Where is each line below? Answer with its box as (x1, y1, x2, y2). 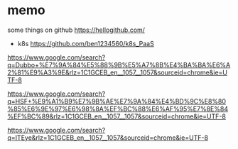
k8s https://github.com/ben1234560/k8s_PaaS (17, 39, 154, 48)
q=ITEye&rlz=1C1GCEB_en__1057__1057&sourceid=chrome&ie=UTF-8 (7, 133, 208, 142)
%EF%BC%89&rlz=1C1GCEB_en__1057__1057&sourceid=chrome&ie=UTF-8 (7, 112, 226, 121)
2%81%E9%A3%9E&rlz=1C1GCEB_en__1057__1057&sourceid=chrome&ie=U (7, 68, 228, 77)
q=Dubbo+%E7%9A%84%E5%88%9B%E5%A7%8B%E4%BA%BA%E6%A (7, 60, 231, 69)
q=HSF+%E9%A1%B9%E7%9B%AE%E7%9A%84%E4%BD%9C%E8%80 (7, 96, 226, 105)
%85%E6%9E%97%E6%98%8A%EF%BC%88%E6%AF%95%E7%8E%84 (7, 104, 229, 113)
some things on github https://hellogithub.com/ (7, 26, 146, 34)
